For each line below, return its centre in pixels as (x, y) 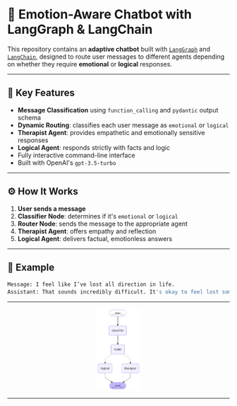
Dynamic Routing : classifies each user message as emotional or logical (123, 125)
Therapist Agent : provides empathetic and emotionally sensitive (111, 132)
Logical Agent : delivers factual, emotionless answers (95, 238)
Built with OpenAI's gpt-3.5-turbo (67, 163)
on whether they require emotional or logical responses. (90, 64)
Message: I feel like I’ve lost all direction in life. (91, 285)
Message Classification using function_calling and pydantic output (118, 110)
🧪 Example (31, 267)
